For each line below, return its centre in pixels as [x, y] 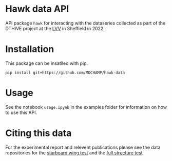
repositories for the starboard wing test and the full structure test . [75, 153]
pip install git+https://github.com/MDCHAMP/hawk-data [65, 73]
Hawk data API [37, 9]
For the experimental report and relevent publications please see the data [83, 147]
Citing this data [39, 133]
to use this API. [21, 112]
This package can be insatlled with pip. [47, 63]
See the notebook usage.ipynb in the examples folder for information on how [86, 107]
